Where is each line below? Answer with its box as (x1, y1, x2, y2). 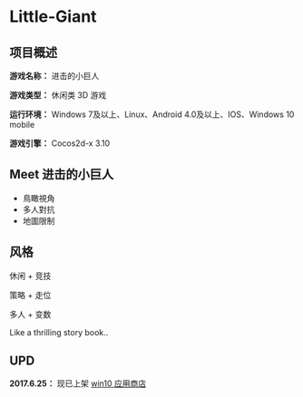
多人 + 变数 (9, 308, 52, 319)
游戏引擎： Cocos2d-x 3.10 (9, 138, 111, 149)
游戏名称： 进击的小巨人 (9, 71, 100, 81)
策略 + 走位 (9, 289, 52, 300)
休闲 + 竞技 (9, 270, 52, 281)
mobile (9, 120, 35, 130)
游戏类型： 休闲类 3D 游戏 (9, 90, 107, 101)
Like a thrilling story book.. (9, 326, 109, 337)
